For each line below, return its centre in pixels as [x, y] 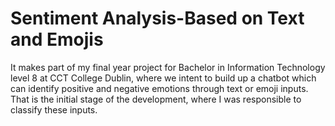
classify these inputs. [54, 109]
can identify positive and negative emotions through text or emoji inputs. [159, 88]
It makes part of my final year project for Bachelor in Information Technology [168, 67]
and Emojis [57, 39]
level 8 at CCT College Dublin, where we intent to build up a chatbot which [163, 78]
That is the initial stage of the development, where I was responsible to [156, 99]
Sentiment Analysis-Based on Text [157, 18]
